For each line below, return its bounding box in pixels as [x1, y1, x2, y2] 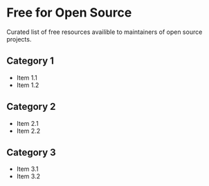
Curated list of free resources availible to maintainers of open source [6, 28, 203, 36]
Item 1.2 [16, 81, 39, 89]
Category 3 [6, 147, 56, 158]
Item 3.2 [16, 172, 41, 180]
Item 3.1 [16, 165, 39, 174]
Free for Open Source [6, 5, 132, 21]
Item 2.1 [16, 119, 39, 127]
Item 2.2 [16, 127, 41, 135]
